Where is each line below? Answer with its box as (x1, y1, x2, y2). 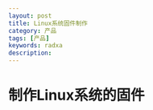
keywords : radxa (8, 42, 63, 50)
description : (8, 49, 52, 57)
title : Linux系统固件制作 (8, 19, 89, 27)
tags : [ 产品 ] (8, 34, 50, 43)
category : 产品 (8, 26, 57, 35)
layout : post (8, 11, 52, 20)
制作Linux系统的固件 (8, 86, 145, 104)
